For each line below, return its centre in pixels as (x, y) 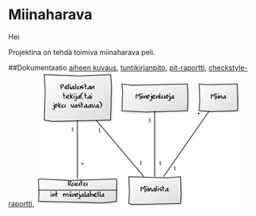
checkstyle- (228, 67)
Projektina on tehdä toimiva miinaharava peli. (82, 52)
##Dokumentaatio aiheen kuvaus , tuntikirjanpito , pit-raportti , (108, 67)
